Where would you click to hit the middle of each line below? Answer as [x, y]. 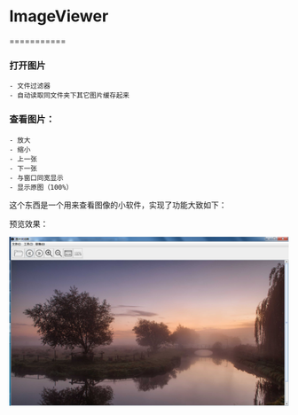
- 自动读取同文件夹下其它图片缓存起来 [70, 96]
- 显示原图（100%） [41, 187]
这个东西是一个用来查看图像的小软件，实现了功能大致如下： [118, 205]
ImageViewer [59, 16]
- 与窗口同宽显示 [36, 178]
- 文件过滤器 [30, 86]
